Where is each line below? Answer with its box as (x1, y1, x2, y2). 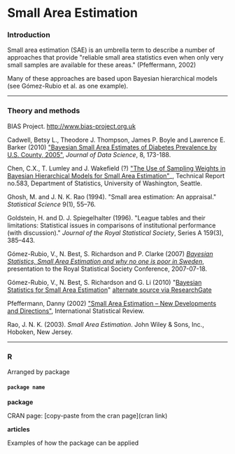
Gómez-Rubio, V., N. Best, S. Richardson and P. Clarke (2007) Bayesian (7, 249, 213, 258)
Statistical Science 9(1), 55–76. (7, 200, 97, 208)
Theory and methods (7, 106, 80, 116)
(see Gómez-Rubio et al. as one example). (7, 82, 129, 91)
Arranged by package (7, 368, 70, 376)
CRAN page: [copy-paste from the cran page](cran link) (7, 412, 168, 420)
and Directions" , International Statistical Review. (7, 307, 145, 315)
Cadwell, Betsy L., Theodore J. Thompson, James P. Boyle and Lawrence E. (7, 135, 226, 144)
